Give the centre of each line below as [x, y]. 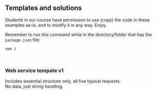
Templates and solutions [43, 8]
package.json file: [23, 40]
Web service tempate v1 [34, 70]
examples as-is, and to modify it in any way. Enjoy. [56, 25]
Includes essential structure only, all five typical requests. [63, 81]
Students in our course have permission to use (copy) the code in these [78, 20]
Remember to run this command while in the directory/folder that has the [78, 34]
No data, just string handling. [34, 86]
